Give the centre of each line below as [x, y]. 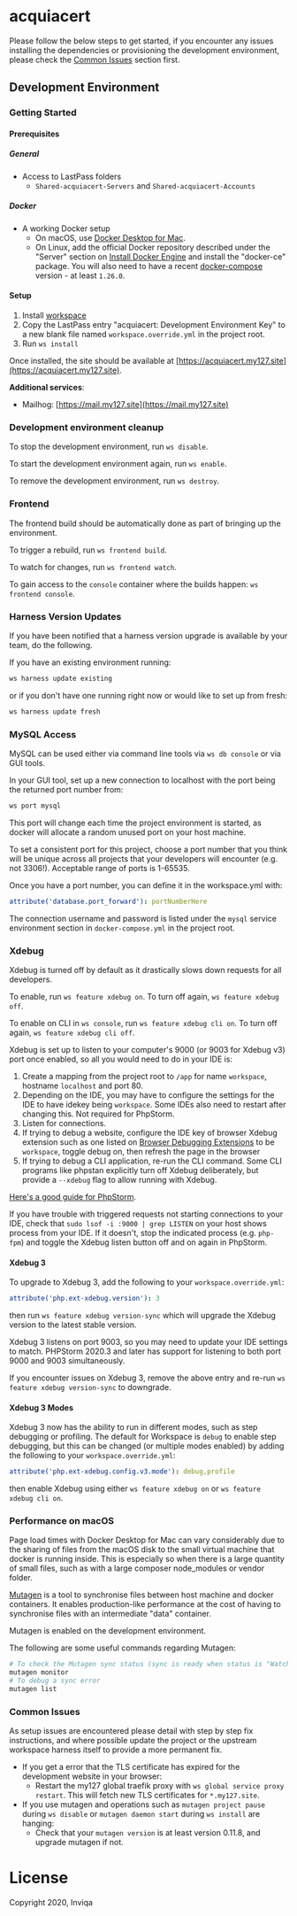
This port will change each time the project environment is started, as [136, 823]
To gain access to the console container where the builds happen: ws [134, 584]
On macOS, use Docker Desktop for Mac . [110, 237]
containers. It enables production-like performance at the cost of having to [145, 1604]
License [39, 1878]
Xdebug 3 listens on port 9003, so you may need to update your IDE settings [148, 1342]
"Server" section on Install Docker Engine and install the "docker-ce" [160, 256]
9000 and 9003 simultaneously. [67, 1361]
